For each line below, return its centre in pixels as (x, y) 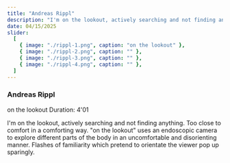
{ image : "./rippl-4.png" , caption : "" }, (81, 64)
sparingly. (21, 152)
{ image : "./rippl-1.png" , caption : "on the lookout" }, (102, 45)
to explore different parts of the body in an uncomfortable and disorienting (112, 137)
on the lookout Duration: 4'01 (48, 110)
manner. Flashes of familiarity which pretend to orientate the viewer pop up (113, 145)
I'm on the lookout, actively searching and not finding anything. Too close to (114, 123)
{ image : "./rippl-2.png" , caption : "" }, (81, 52)
